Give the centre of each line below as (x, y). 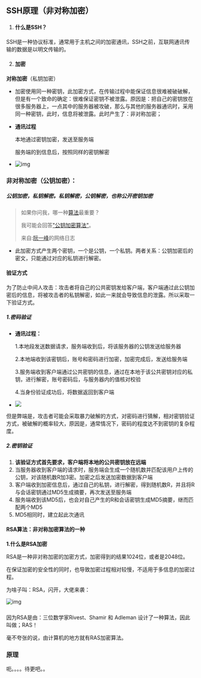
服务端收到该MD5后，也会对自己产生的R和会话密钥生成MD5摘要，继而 (101, 499)
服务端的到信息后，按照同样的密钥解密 (62, 152)
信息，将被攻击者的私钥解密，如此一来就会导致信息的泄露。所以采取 (106, 295)
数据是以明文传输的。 (43, 49)
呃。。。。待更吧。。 (27, 669)
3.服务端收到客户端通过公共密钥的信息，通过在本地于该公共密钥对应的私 (104, 371)
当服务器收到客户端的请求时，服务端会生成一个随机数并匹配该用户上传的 (104, 469)
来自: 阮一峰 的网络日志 (48, 238)
